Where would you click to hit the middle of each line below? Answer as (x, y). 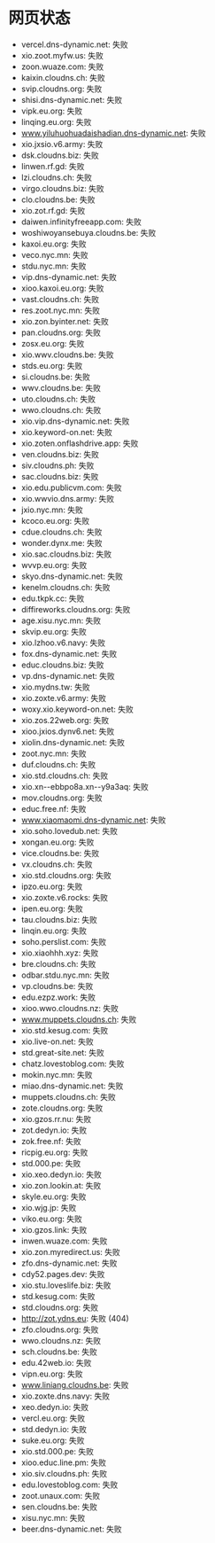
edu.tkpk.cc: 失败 (53, 598)
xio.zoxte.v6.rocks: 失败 (65, 897)
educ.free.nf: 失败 (54, 808)
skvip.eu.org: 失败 (54, 631)
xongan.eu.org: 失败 (58, 842)
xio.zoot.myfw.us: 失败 (62, 55)
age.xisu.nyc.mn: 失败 (61, 620)
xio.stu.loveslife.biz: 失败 (66, 1285)
